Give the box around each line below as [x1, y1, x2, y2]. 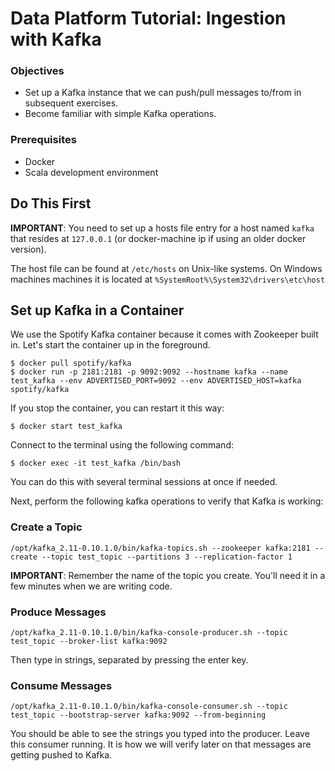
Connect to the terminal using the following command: [10, 439, 234, 451]
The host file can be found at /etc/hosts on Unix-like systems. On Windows [10, 262, 323, 274]
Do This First [10, 195, 92, 212]
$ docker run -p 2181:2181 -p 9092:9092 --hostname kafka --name [10, 367, 288, 377]
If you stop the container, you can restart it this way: [10, 402, 225, 414]
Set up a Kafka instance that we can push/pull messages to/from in [24, 87, 302, 99]
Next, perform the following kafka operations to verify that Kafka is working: [10, 495, 324, 507]
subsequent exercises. [24, 97, 119, 109]
